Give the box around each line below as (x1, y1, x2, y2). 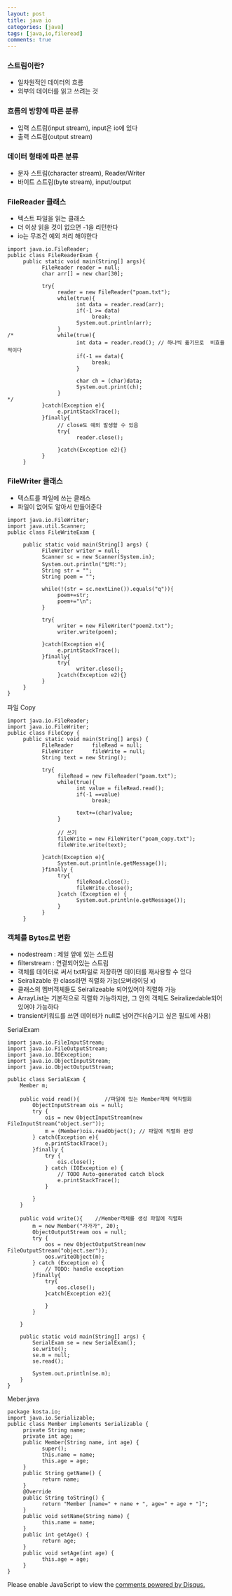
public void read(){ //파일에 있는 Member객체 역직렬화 (20, 1095, 193, 1103)
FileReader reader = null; (41, 264, 121, 271)
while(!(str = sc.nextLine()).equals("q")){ (41, 585, 174, 592)
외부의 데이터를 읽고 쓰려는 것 (17, 87, 98, 96)
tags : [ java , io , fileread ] (7, 30, 83, 37)
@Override (22, 1488, 52, 1495)
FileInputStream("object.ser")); (7, 1120, 105, 1127)
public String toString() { (22, 1494, 105, 1501)
